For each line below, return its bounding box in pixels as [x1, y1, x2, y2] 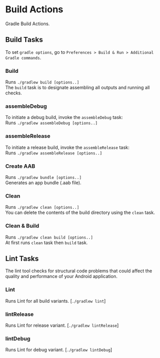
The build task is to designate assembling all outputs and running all [5, 85, 150, 91]
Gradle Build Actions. [5, 21, 50, 27]
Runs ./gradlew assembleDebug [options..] [5, 120, 98, 126]
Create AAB [5, 163, 35, 170]
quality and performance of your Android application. [5, 273, 118, 280]
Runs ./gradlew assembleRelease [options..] [5, 150, 103, 156]
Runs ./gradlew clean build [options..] [5, 234, 93, 240]
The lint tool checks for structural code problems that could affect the [5, 268, 152, 274]
